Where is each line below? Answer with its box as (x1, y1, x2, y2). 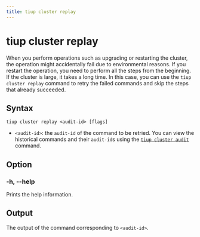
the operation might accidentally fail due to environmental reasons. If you (6, 60, 186, 67)
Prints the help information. (6, 191, 73, 198)
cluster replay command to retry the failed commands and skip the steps (6, 79, 189, 87)
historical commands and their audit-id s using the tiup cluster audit (14, 136, 189, 143)
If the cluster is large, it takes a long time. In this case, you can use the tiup (6, 73, 192, 81)
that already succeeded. (6, 86, 66, 93)
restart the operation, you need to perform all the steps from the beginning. (6, 67, 191, 74)
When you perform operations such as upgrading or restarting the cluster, (6, 54, 188, 61)
